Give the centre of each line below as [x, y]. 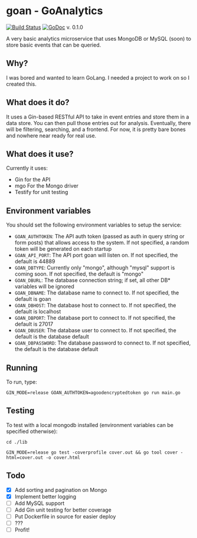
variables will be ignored [45, 287]
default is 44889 [35, 261]
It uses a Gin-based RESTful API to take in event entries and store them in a [98, 117]
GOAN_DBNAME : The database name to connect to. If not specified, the [97, 293]
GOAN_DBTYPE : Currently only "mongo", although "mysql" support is [95, 268]
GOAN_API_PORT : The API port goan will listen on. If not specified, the [96, 255]
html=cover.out [25, 457]
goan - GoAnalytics [55, 11]
